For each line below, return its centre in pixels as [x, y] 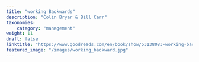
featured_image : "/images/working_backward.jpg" [67, 50]
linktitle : [20, 45]
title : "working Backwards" [41, 12]
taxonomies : [21, 22]
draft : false [22, 39]
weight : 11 [20, 34]
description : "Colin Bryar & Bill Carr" [57, 17]
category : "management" [46, 28]
